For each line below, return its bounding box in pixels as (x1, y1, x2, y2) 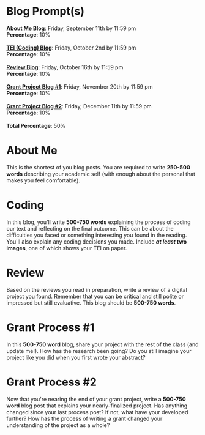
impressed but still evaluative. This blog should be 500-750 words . (6, 299, 176, 307)
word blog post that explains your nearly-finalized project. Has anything (6, 402, 188, 409)
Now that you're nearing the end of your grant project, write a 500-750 (6, 395, 186, 403)
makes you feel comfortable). (6, 176, 81, 184)
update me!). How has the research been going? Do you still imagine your (6, 347, 192, 354)
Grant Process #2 (6, 375, 97, 389)
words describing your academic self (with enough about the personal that (6, 170, 196, 177)
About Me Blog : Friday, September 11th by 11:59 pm (6, 24, 136, 32)
